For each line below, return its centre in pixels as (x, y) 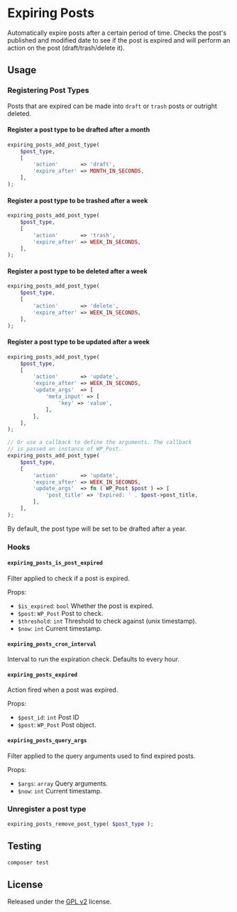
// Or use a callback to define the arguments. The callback (100, 443)
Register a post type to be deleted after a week (77, 271)
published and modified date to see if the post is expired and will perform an (119, 40)
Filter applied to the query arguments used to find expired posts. (101, 756)
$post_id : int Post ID (48, 717)
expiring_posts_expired (43, 675)
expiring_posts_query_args (47, 740)
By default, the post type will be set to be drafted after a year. (97, 528)
